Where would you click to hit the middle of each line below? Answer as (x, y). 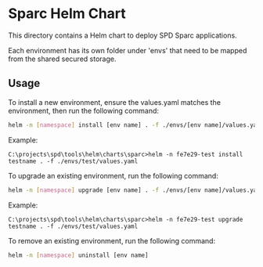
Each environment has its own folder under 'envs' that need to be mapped (128, 50)
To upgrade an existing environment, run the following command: (113, 175)
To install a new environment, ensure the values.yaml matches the (115, 102)
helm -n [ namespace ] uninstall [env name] (78, 255)
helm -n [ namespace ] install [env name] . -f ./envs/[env (104, 125)
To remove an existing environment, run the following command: (112, 240)
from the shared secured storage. (62, 59)
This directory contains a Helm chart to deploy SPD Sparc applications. (122, 35)
